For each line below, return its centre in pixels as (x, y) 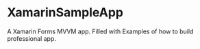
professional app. (32, 38)
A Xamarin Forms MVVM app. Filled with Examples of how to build (100, 31)
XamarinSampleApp (65, 13)
